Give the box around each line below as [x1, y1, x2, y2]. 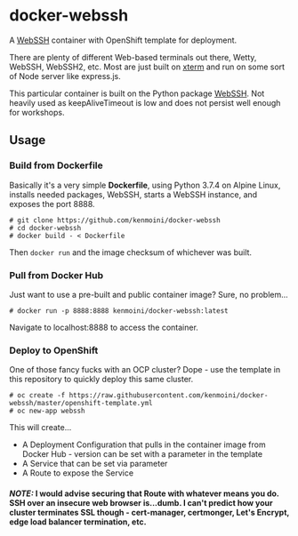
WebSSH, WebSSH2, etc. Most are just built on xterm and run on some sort [9, 61, 286, 72]
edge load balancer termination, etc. [9, 516, 147, 527]
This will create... [9, 422, 72, 433]
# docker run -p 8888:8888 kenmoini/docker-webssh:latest [9, 306, 229, 316]
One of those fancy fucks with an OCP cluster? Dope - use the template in [9, 364, 281, 375]
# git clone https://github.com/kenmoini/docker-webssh [9, 215, 221, 225]
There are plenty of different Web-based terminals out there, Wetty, [9, 52, 257, 62]
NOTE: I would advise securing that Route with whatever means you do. [9, 488, 279, 499]
